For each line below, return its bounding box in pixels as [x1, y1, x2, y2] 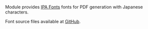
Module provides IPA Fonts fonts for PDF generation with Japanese [5, 4, 143, 10]
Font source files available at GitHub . [5, 19, 81, 24]
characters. [5, 9, 29, 15]
